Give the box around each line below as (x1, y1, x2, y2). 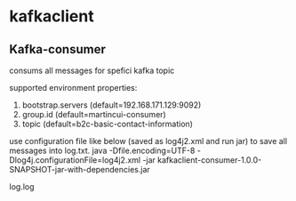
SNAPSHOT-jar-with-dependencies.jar (9, 165, 151, 174)
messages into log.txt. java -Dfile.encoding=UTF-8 (9, 145, 196, 156)
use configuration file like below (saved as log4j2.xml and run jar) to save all (9, 136, 287, 146)
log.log (9, 181, 35, 192)
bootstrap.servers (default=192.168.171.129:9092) (21, 100, 202, 110)
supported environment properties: (9, 83, 138, 92)
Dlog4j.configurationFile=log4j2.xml (9, 155, 140, 165)
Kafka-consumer (9, 42, 107, 57)
